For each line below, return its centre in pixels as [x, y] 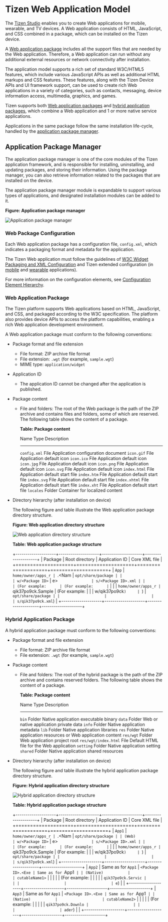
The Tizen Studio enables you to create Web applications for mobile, [76, 23]
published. [31, 389]
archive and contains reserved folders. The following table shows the [91, 680]
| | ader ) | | [46, 909]
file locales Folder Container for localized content [71, 490]
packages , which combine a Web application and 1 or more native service [81, 111]
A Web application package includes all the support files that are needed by [83, 49]
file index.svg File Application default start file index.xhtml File [84, 480]
